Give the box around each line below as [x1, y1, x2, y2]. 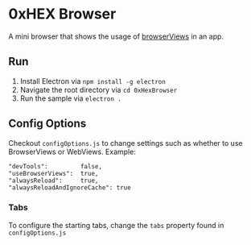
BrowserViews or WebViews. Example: [8, 147, 137, 156]
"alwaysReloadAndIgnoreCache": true [8, 183, 131, 192]
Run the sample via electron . [19, 93, 122, 103]
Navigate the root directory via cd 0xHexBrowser [19, 85, 178, 94]
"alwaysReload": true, [8, 176, 99, 185]
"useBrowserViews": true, [8, 169, 99, 177]
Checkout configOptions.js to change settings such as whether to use [8, 138, 243, 147]
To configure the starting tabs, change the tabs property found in [8, 220, 224, 230]
